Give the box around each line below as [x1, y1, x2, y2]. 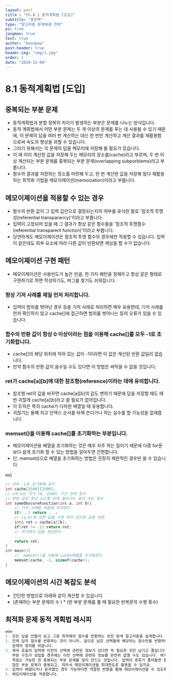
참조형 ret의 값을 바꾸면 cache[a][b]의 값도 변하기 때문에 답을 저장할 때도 [12, 390, 159, 396]
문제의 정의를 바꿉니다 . [12, 643, 54, 649]
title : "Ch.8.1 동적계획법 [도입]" [5, 12, 75, 17]
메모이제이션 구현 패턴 [5, 256, 70, 265]
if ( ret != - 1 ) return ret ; [14, 524, 72, 529]
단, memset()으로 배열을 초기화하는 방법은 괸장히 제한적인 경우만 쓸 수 [12, 455, 153, 461]
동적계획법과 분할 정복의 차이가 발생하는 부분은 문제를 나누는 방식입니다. [12, 120, 156, 126]
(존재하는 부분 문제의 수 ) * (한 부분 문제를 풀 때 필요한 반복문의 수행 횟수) [12, 599, 158, 605]
